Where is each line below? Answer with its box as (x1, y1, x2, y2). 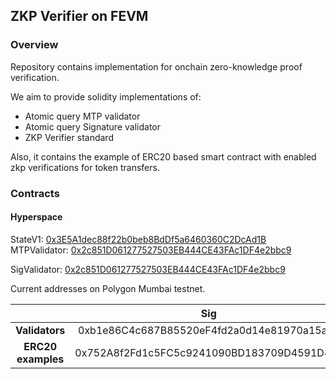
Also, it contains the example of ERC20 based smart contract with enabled (10, 150, 317, 163)
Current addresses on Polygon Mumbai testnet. (10, 282, 206, 294)
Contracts (10, 186, 60, 200)
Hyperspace (10, 211, 63, 223)
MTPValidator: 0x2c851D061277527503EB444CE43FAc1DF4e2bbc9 (10, 244, 292, 256)
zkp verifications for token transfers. (10, 161, 160, 173)
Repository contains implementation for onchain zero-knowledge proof (10, 60, 303, 73)
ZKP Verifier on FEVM (10, 8, 149, 25)
